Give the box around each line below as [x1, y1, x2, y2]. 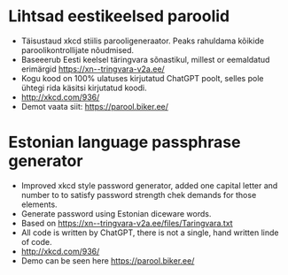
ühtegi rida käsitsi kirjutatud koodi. [20, 82, 147, 93]
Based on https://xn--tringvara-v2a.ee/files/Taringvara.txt [20, 218, 233, 228]
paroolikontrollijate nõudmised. [20, 44, 135, 55]
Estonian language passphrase [8, 133, 241, 152]
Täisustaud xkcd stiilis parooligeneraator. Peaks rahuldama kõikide [20, 35, 265, 46]
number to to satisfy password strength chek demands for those [20, 189, 257, 200]
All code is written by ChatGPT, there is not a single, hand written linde [20, 227, 279, 238]
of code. [20, 236, 52, 247]
